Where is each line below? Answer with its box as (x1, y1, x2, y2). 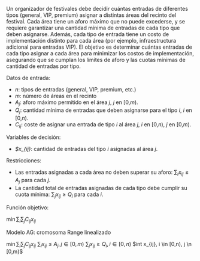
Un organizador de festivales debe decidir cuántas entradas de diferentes (6, 5, 189, 12)
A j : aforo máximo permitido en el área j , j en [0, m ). (14, 99, 139, 107)
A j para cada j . (14, 177, 51, 185)
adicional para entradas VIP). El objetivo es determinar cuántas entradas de (6, 43, 193, 51)
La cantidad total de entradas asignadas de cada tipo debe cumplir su (14, 184, 187, 191)
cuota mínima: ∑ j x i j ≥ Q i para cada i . (14, 191, 104, 199)
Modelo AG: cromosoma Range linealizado (6, 229, 111, 236)
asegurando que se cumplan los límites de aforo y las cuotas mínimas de (6, 57, 186, 63)
